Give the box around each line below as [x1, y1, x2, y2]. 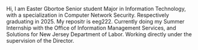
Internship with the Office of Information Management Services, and [6, 24, 177, 31]
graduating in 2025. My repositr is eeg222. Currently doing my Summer [6, 18, 185, 25]
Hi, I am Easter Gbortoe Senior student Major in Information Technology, [6, 5, 186, 12]
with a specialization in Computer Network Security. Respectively [6, 11, 170, 19]
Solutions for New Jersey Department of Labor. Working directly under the [6, 31, 192, 38]
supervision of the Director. [6, 37, 74, 44]
